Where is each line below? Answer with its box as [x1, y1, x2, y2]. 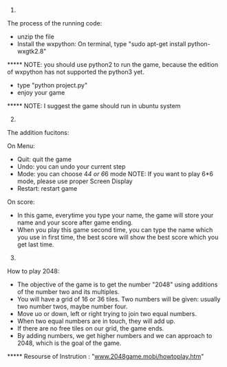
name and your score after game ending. [17, 218, 133, 227]
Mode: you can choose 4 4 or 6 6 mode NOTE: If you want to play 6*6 [17, 170, 213, 178]
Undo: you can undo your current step [17, 162, 126, 171]
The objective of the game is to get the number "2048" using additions [17, 280, 218, 289]
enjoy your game [17, 89, 65, 96]
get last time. [17, 240, 54, 249]
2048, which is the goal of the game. [17, 339, 122, 347]
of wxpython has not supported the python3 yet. [7, 68, 144, 76]
